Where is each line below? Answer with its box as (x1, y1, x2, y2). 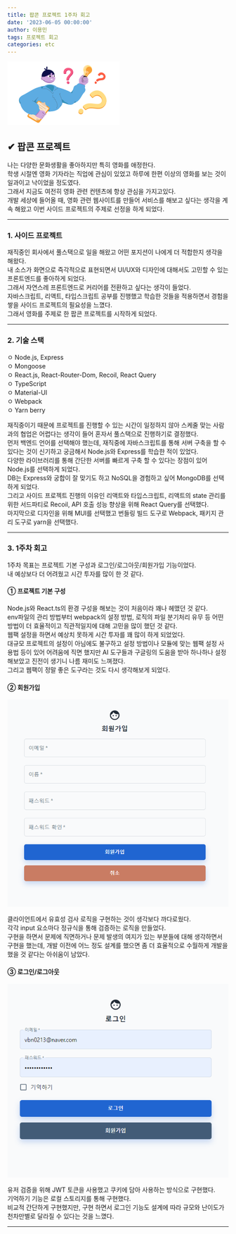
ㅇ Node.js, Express (7, 353, 64, 361)
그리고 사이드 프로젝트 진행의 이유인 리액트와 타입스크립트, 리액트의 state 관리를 (7, 491, 226, 499)
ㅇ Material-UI (7, 388, 48, 397)
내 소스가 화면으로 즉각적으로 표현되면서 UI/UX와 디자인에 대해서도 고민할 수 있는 (7, 266, 229, 274)
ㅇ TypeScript (7, 379, 47, 387)
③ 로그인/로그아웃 (7, 967, 60, 976)
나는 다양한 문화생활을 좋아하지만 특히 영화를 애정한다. (7, 161, 156, 169)
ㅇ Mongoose (7, 361, 46, 370)
